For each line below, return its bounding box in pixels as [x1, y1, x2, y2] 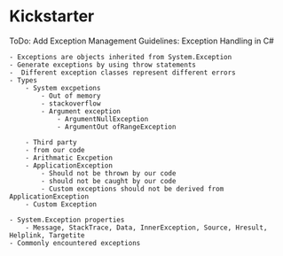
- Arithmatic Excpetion [25, 153, 114, 162]
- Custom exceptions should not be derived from [41, 184, 224, 193]
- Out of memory [41, 91, 101, 100]
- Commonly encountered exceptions [9, 238, 141, 247]
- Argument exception [41, 106, 122, 116]
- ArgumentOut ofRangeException [56, 122, 177, 131]
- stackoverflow [41, 99, 101, 108]
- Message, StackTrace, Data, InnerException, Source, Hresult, [25, 223, 268, 232]
